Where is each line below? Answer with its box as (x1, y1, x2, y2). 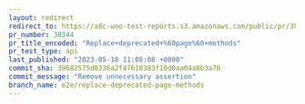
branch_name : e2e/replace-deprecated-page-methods (8, 80, 205, 90)
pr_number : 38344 (8, 30, 75, 39)
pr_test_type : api (8, 47, 78, 56)
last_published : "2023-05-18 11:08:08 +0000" (8, 55, 184, 64)
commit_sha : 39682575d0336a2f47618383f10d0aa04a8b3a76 (8, 64, 221, 73)
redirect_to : (8, 22, 58, 31)
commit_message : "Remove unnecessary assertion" (8, 72, 197, 81)
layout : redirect (8, 13, 75, 23)
